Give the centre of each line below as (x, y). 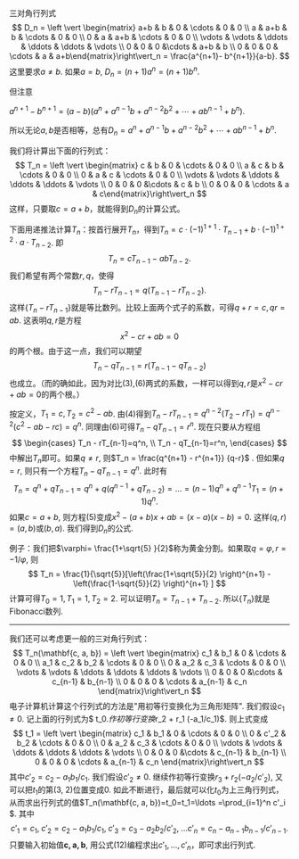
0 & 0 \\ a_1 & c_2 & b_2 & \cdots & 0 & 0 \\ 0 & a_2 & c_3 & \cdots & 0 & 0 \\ (149, 663)
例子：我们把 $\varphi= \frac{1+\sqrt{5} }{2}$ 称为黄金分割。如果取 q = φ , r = (148, 549)
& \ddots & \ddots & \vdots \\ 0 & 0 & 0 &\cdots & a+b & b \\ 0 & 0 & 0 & (149, 46)
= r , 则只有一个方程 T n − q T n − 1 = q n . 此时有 (88, 471)
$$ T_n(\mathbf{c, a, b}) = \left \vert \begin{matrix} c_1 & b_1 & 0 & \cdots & (149, 653)
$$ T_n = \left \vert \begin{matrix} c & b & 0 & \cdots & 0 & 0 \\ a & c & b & (149, 165)
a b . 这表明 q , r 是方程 (45, 320)
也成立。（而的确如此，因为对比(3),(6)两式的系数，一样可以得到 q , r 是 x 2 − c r (146, 382)
